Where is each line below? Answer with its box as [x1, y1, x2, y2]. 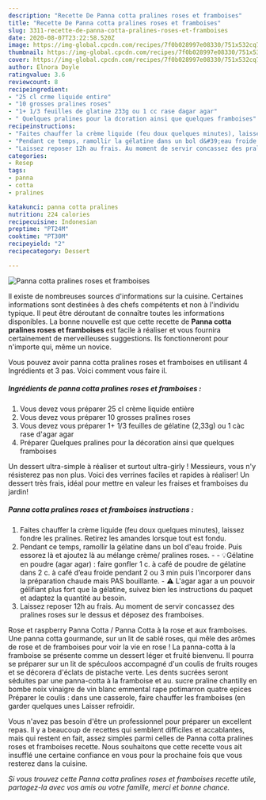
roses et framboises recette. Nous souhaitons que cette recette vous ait [8, 741, 243, 751]
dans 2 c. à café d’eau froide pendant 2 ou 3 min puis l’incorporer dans [19, 567, 252, 577]
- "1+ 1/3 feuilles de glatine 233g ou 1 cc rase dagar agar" [8, 108, 218, 116]
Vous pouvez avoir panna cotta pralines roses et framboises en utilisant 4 [8, 357, 248, 367]
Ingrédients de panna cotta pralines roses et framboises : [8, 384, 202, 394]
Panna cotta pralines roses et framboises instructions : [8, 505, 194, 514]
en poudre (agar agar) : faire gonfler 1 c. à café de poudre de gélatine [19, 559, 246, 568]
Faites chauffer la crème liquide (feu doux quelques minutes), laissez [19, 525, 245, 534]
